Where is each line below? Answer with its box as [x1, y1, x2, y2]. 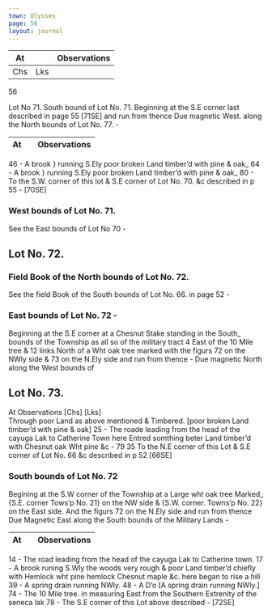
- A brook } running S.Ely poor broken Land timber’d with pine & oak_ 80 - [8, 167, 254, 178]
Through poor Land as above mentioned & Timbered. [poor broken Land [8, 416, 249, 426]
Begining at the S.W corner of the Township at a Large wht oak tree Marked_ [8, 489, 264, 498]
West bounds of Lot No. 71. [8, 205, 116, 217]
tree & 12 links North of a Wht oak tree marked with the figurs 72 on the [8, 345, 246, 355]
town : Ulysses [8, 11, 57, 20]
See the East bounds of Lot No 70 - [8, 223, 126, 233]
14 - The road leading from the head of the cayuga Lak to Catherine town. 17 [8, 554, 263, 564]
